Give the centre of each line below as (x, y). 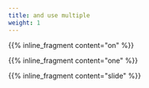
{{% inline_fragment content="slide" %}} (74, 75)
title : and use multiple (49, 15)
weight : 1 (25, 23)
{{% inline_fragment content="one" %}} (73, 60)
